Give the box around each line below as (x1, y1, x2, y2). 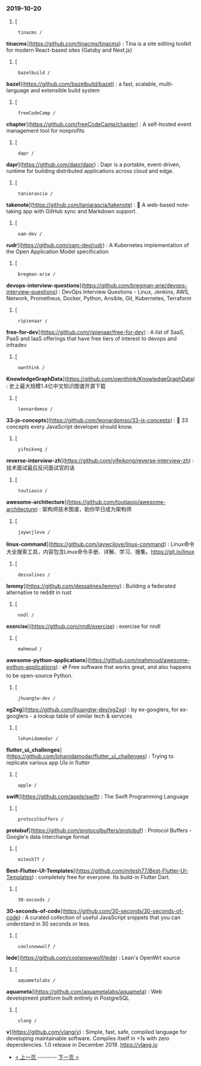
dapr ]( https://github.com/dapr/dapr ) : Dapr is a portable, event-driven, (6, 161, 181, 168)
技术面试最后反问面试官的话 (6, 464, 75, 471)
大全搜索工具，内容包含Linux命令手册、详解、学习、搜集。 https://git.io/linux (6, 548, 195, 556)
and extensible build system (30, 87, 100, 94)
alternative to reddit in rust (6, 589, 72, 596)
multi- (158, 80, 174, 88)
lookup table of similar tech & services (38, 712, 133, 720)
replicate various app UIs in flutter (6, 759, 90, 767)
